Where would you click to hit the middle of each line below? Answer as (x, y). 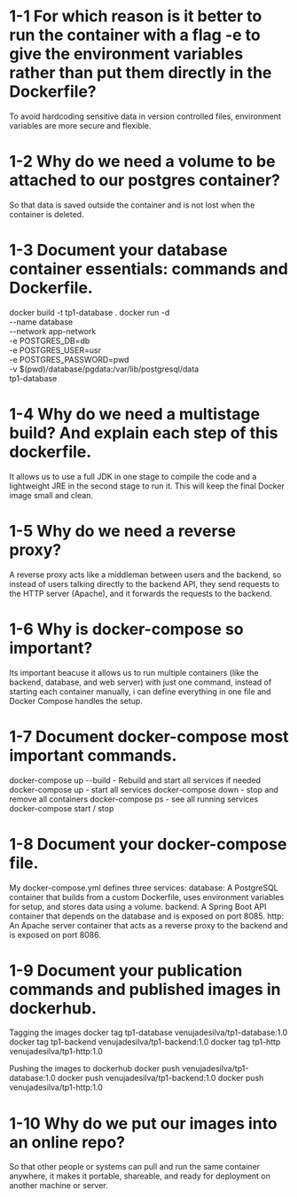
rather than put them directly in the (141, 73)
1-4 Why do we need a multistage (134, 414)
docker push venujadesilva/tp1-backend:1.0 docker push (161, 1078)
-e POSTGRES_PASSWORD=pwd (69, 359)
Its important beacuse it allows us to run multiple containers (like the (134, 672)
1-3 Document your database (118, 251)
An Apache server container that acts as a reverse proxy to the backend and (149, 925)
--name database (41, 322)
